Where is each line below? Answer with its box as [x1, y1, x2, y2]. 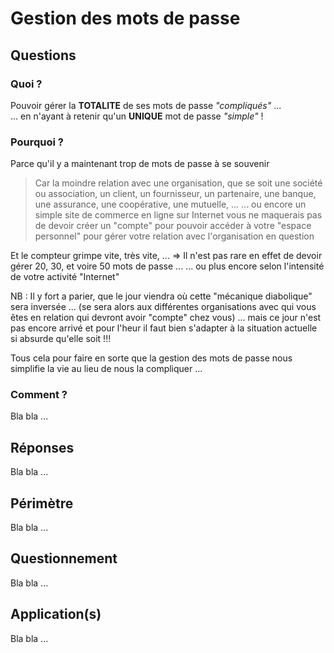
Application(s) [10, 606, 102, 623]
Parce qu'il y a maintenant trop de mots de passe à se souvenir [10, 158, 270, 170]
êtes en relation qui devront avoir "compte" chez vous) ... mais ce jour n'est [10, 312, 322, 324]
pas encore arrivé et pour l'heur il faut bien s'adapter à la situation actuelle [10, 322, 318, 334]
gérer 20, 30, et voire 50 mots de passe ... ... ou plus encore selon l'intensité [10, 260, 325, 272]
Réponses [10, 439, 75, 456]
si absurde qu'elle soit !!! [10, 333, 112, 345]
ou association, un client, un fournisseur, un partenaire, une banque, [34, 188, 317, 200]
